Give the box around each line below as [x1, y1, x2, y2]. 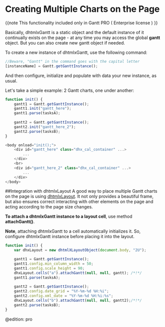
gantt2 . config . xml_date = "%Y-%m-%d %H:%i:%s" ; [14, 293, 113, 298]
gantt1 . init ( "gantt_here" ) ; [14, 106, 71, 111]
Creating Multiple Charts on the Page [5, 3, 160, 15]
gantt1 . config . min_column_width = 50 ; [14, 261, 94, 266]
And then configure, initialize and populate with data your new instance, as [5, 73, 157, 79]
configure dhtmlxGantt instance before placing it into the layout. [5, 234, 134, 240]
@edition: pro [5, 316, 33, 322]
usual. [5, 78, 18, 83]
